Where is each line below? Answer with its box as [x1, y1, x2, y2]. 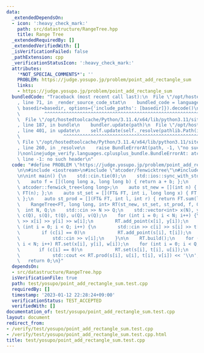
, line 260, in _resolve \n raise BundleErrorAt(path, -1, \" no [17, 144, 189, 151]
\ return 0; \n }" [17, 258, 64, 264]
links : [17, 83, 34, 89]
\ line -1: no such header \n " [17, 156, 94, 162]
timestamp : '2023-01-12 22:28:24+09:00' [12, 292, 115, 298]
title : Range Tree [17, 32, 64, 38]
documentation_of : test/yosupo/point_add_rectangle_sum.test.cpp [6, 309, 175, 315]
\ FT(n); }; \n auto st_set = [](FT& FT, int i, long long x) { [17, 190, 189, 196]
